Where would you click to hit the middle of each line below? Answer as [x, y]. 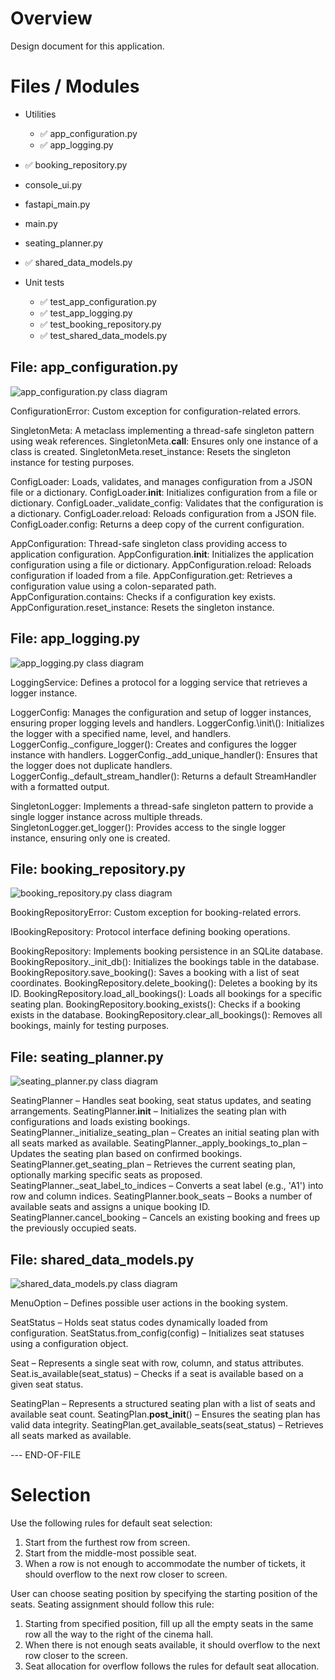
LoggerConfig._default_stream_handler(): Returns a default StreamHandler [163, 776]
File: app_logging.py [75, 638]
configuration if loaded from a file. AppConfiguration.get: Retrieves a [151, 575]
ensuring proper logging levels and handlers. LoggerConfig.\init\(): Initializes [167, 723]
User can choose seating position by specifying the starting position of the [164, 1593]
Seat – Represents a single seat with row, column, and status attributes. [157, 1363]
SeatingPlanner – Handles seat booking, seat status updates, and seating [161, 1101]
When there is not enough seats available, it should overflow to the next [172, 1644]
